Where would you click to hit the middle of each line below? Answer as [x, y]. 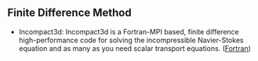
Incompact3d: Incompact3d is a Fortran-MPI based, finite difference [129, 31]
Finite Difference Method [69, 13]
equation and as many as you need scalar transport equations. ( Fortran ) [135, 48]
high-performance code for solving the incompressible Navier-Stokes [131, 40]
